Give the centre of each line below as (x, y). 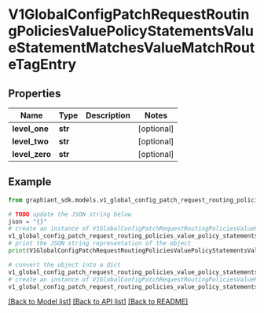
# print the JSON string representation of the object (100, 244)
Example (30, 182)
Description (108, 115)
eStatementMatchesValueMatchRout (132, 48)
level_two (31, 141)
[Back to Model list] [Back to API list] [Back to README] (98, 302)
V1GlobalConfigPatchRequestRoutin (129, 15)
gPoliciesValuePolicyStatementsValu (131, 31)
